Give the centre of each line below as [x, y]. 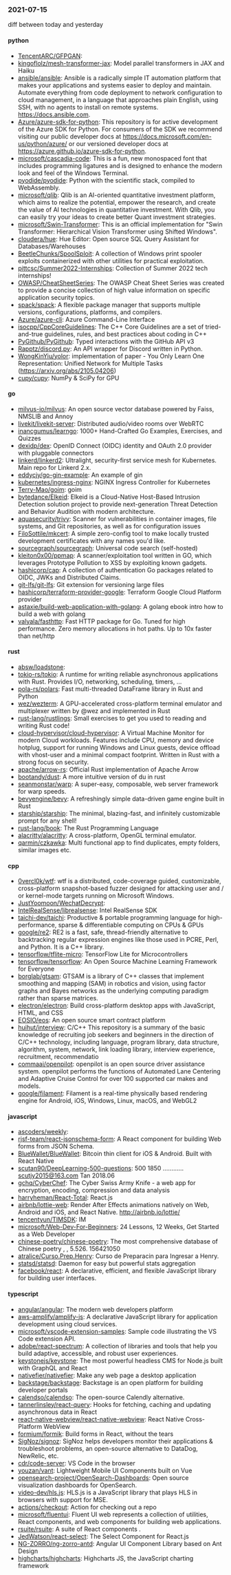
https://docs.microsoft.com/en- [167, 136]
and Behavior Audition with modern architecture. [87, 511]
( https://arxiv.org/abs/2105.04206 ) [67, 371]
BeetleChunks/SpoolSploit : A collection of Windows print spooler [110, 254]
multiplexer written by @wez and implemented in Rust [94, 710]
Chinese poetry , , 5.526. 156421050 [69, 1249]
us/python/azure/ [42, 143]
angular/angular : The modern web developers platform [96, 1309]
